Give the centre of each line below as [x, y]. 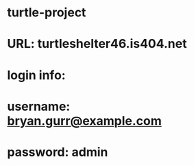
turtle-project [47, 13]
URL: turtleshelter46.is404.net [97, 44]
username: [39, 106]
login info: [37, 75]
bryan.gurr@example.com [85, 121]
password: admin [58, 152]
